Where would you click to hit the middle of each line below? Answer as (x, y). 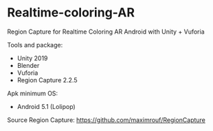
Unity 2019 (32, 58)
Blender (28, 65)
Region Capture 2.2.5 (47, 80)
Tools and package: (35, 45)
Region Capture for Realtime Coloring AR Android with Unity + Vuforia (106, 32)
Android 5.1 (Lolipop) (46, 106)
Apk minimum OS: (33, 93)
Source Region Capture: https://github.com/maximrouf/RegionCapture (106, 120)
